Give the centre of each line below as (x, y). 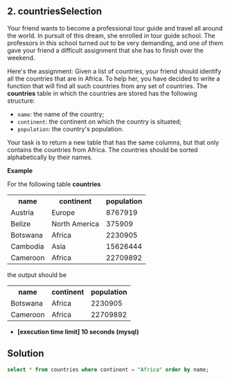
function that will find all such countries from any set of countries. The (107, 85)
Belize (21, 224)
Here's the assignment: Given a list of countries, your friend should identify (114, 71)
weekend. (21, 58)
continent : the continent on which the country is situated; (99, 122)
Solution (26, 354)
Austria (23, 213)
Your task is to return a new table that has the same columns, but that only (113, 142)
